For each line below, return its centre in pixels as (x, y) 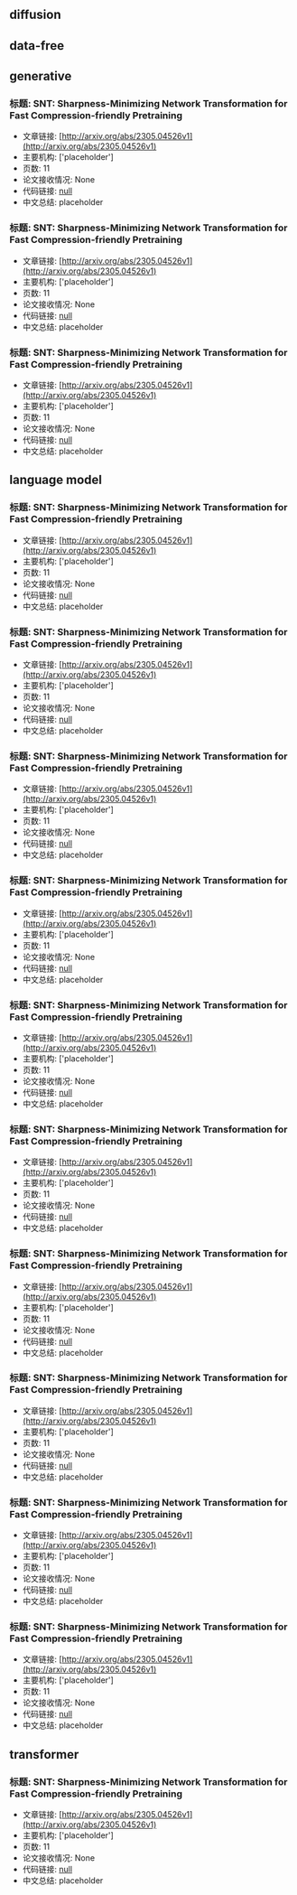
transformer (44, 1755)
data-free (37, 46)
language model (56, 480)
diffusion (35, 15)
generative (41, 76)
